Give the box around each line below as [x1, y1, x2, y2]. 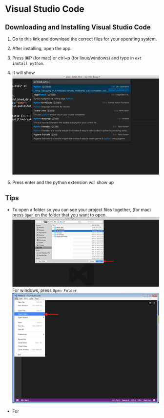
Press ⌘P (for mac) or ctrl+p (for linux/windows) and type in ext [12, 55, 142, 61]
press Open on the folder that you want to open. [12, 212, 107, 218]
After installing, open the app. [12, 46, 72, 51]
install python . [12, 60, 45, 66]
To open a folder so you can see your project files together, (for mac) [12, 207, 151, 213]
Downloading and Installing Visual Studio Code [5, 23, 151, 31]
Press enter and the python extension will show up [12, 180, 114, 185]
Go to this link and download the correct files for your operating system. [12, 36, 157, 42]
